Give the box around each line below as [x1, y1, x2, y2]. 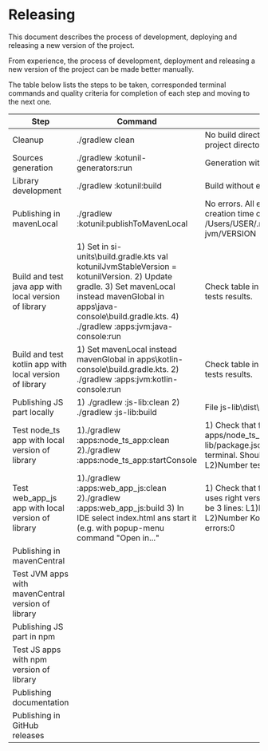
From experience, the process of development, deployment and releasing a [8, 56, 255, 65]
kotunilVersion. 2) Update [77, 271, 173, 282]
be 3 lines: [204, 502, 244, 513]
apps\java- [77, 301, 119, 312]
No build [204, 129, 237, 140]
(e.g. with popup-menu [77, 522, 165, 533]
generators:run [77, 162, 133, 173]
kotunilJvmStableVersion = [77, 261, 177, 272]
